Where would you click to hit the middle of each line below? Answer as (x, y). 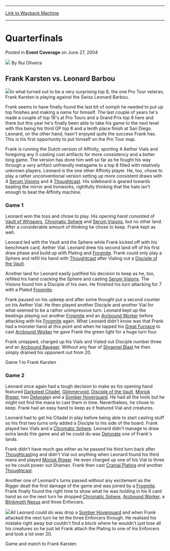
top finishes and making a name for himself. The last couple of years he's (82, 112)
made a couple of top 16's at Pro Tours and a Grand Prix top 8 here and (79, 118)
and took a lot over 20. (29, 534)
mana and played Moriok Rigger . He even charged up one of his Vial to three (85, 460)
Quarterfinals (34, 38)
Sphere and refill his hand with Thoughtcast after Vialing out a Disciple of (81, 259)
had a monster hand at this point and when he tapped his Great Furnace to (83, 326)
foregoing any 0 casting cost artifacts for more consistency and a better (80, 154)
